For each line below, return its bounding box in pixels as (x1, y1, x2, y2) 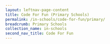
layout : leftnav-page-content (5, 7, 69, 13)
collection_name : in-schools (5, 26, 67, 31)
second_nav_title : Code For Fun (5, 31, 74, 36)
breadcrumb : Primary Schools (5, 21, 67, 27)
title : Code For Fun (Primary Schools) (5, 12, 90, 17)
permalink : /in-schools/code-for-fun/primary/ (5, 17, 105, 22)
